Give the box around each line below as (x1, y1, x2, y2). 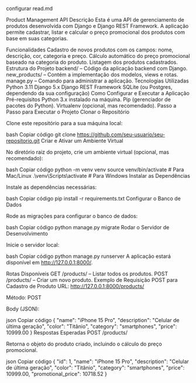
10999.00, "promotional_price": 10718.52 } (6, 371, 107, 377)
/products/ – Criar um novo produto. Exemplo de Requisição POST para (6, 277, 178, 283)
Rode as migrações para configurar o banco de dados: (6, 213, 138, 219)
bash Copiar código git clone (6, 131, 76, 138)
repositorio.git (6, 137, 40, 144)
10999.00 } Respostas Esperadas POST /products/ (6, 329, 128, 336)
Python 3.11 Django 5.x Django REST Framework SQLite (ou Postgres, (6, 84, 173, 90)
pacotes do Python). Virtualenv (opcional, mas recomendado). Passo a (6, 102, 177, 109)
